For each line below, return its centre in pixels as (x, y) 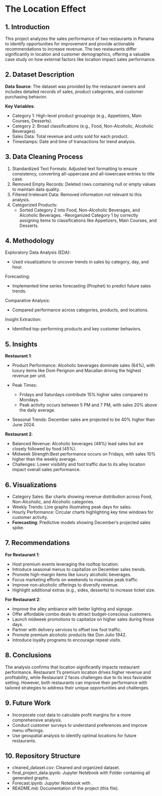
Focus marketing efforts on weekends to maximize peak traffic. (75, 579)
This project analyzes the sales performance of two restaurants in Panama (80, 38)
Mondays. (29, 400)
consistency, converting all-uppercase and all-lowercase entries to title (83, 173)
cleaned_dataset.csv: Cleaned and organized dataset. (66, 768)
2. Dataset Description (40, 75)
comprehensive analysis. (37, 720)
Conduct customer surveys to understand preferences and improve (80, 725)
